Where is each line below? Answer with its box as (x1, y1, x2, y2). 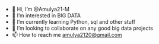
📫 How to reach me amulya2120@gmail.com (11, 32, 123, 38)
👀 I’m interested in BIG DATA (11, 12, 81, 19)
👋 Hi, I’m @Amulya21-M (11, 6, 70, 12)
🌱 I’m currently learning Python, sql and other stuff (11, 18, 135, 25)
